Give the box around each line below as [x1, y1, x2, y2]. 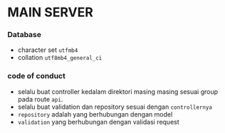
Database [7, 30, 41, 40]
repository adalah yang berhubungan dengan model [17, 110, 173, 118]
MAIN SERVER [7, 4, 94, 21]
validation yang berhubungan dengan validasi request [17, 117, 179, 126]
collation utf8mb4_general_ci [17, 53, 103, 62]
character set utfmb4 [17, 46, 78, 54]
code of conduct [7, 71, 66, 81]
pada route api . [17, 95, 63, 103]
